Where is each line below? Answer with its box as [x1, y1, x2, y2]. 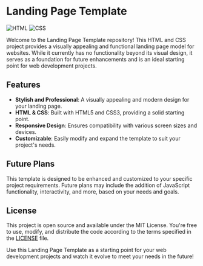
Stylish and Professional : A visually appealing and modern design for [15, 96, 190, 103]
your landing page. [15, 102, 62, 110]
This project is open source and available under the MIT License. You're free [6, 222, 198, 229]
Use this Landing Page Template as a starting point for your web [6, 247, 167, 254]
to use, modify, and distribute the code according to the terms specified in [6, 228, 192, 236]
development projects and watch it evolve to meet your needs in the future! [6, 253, 194, 260]
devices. [15, 128, 37, 135]
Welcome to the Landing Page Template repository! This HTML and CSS [6, 36, 187, 43]
